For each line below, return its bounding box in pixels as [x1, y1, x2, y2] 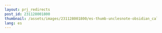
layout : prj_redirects [4, 7, 50, 12]
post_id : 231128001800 [4, 12, 50, 16]
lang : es [4, 20, 22, 26]
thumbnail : [4, 16, 27, 21]
